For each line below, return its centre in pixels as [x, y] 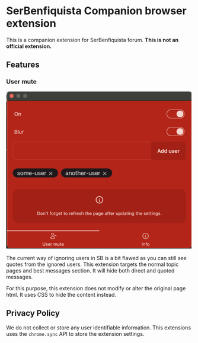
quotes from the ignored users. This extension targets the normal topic [92, 264]
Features [23, 65]
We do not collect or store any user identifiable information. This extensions [99, 328]
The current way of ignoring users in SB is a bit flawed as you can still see [96, 258]
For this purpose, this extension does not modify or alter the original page [96, 288]
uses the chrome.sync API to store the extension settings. [75, 334]
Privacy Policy [33, 313]
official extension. [29, 46]
